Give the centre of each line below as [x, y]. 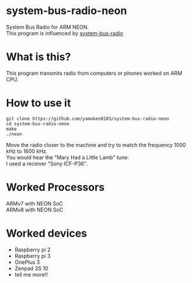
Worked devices [47, 233]
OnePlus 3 [27, 262]
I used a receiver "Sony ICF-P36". [47, 163]
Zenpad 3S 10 [31, 268]
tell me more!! [31, 274]
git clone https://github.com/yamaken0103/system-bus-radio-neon [87, 118]
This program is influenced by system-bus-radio [65, 33]
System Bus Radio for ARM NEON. [48, 27]
